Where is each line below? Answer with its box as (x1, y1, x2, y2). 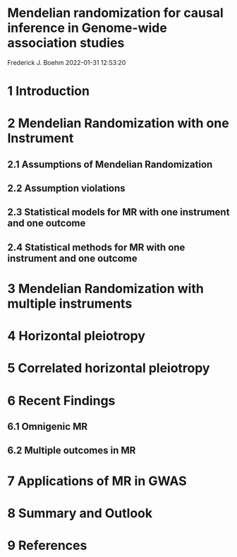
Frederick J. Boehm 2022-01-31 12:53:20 (7, 58, 126, 66)
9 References (7, 537, 87, 553)
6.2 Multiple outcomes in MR (7, 445, 136, 457)
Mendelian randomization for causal (7, 5, 224, 21)
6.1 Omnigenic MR (7, 421, 88, 433)
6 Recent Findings (7, 393, 116, 409)
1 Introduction (7, 83, 90, 100)
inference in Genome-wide (7, 20, 167, 36)
